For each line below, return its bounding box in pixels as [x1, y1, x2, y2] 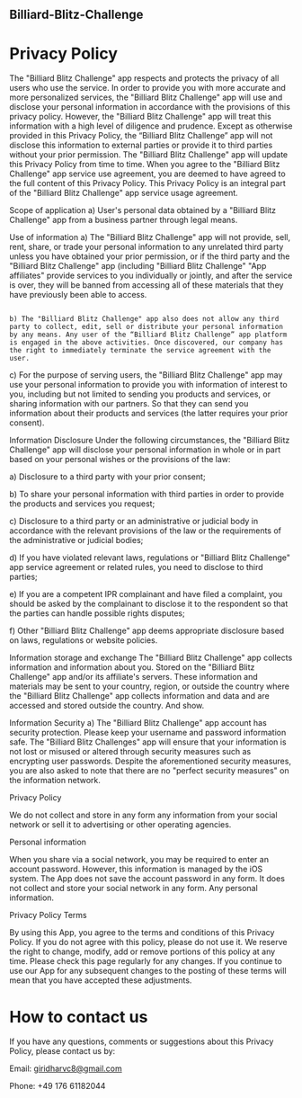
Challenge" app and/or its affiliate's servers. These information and [9, 672, 258, 683]
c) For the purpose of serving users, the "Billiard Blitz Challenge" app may [9, 370, 283, 380]
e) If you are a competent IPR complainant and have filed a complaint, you [9, 589, 283, 600]
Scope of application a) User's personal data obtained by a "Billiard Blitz [9, 205, 277, 216]
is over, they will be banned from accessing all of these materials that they [9, 280, 284, 290]
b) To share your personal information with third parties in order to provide [9, 489, 285, 500]
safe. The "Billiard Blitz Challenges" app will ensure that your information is [9, 736, 287, 747]
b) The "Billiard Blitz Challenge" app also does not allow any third [9, 315, 280, 324]
